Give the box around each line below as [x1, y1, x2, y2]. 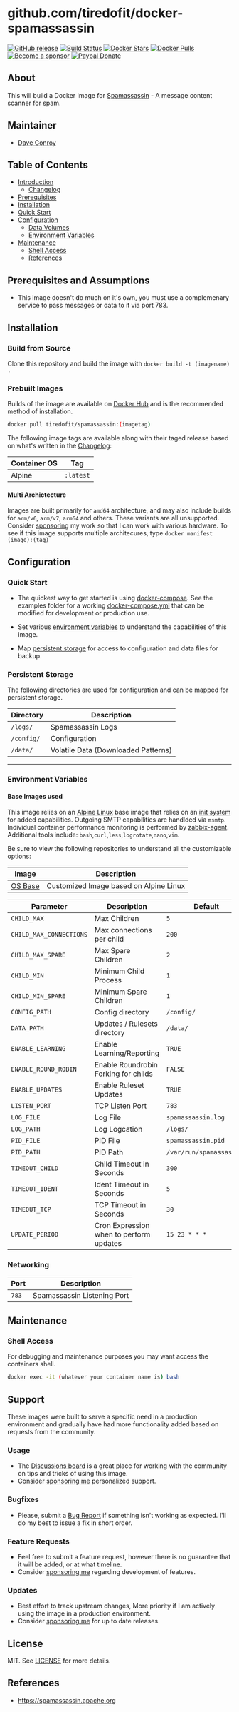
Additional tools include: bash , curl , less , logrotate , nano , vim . [7, 830, 180, 840]
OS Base [11, 881, 41, 891]
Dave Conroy [17, 138, 57, 147]
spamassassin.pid [166, 1137, 225, 1145]
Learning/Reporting [94, 1048, 160, 1058]
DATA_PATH [11, 1024, 44, 1032]
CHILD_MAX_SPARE [11, 951, 66, 960]
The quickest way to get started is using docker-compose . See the [17, 593, 213, 602]
